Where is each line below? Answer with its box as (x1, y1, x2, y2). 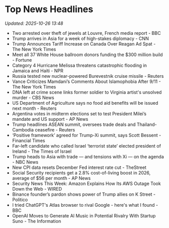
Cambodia (12, 126, 34, 132)
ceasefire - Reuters (35, 126, 76, 132)
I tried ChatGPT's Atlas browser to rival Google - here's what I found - (12, 202, 158, 208)
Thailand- (136, 121, 157, 127)
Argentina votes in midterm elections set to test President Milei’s (12, 110, 147, 117)
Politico (12, 196, 28, 203)
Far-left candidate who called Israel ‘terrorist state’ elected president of (12, 143, 161, 149)
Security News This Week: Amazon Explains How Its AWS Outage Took (12, 180, 161, 187)
